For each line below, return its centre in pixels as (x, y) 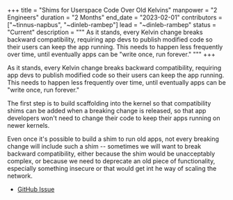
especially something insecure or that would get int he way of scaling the (112, 168)
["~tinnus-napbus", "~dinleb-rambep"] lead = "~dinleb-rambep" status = (112, 25)
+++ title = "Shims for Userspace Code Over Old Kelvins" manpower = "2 (112, 10)
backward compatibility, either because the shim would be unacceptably (111, 153)
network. (20, 176)
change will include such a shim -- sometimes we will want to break (104, 146)
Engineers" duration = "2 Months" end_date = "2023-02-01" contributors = (115, 17)
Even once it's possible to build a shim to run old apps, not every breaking (113, 139)
